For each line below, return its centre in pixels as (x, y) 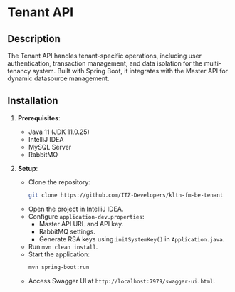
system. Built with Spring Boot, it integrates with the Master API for (130, 71)
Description (34, 39)
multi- (213, 63)
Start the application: (59, 254)
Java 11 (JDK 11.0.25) (59, 132)
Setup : (28, 168)
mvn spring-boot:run (59, 267)
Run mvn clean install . (63, 246)
